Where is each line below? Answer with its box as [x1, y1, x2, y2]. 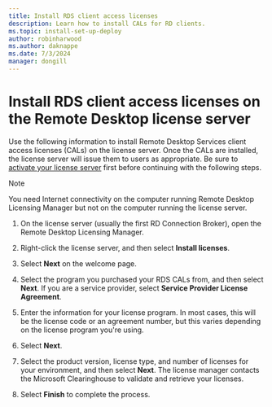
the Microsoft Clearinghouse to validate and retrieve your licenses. [20, 374, 244, 383]
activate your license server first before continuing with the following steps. [8, 162, 262, 172]
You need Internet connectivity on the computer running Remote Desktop [8, 194, 255, 203]
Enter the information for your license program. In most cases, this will [20, 307, 257, 317]
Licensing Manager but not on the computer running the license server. [8, 203, 248, 212]
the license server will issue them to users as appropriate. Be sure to [8, 154, 239, 164]
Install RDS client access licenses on [8, 93, 261, 111]
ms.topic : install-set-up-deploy [8, 27, 122, 35]
